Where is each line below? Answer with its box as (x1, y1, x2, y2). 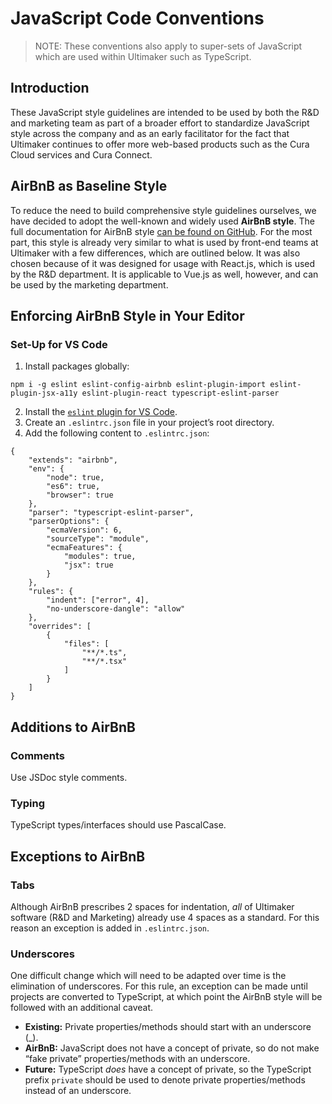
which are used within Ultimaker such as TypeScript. (34, 50, 252, 62)
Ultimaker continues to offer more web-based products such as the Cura (10, 138, 310, 150)
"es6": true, (46, 482, 101, 492)
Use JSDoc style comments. (10, 771, 128, 783)
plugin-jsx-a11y (10, 388, 78, 399)
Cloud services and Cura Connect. (10, 148, 153, 161)
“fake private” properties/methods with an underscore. (24, 1053, 251, 1065)
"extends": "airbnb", (28, 455, 118, 466)
